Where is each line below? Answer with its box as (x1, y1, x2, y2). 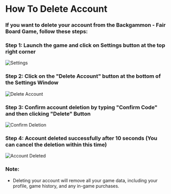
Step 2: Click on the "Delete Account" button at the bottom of (5, 73, 161, 80)
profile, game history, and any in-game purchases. (12, 183, 119, 189)
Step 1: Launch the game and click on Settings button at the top (5, 42, 165, 49)
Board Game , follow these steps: (5, 28, 88, 35)
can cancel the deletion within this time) (5, 141, 107, 148)
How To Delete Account (5, 3, 108, 15)
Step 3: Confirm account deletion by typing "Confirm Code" (5, 103, 158, 111)
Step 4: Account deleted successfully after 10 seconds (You (5, 134, 158, 142)
